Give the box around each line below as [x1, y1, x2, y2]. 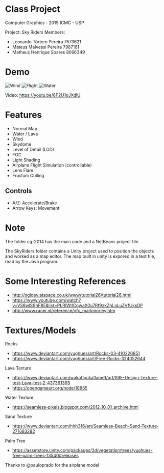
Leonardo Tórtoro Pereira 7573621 [12, 38, 82, 45]
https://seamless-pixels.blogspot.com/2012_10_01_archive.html [12, 404, 139, 410]
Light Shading [12, 157, 41, 163]
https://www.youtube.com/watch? [12, 297, 81, 303]
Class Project [5, 3, 60, 15]
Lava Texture [5, 365, 31, 371]
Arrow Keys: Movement [12, 205, 60, 211]
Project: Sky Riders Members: [5, 29, 65, 35]
